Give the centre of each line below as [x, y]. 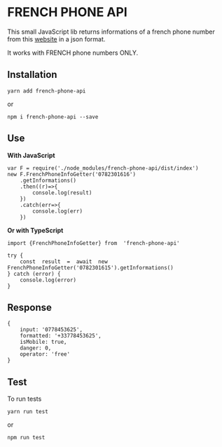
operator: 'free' [45, 354]
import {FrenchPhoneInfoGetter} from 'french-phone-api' [93, 243]
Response [30, 307]
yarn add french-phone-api [47, 91]
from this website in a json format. [56, 39]
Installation [32, 75]
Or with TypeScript [35, 230]
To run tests [25, 399]
